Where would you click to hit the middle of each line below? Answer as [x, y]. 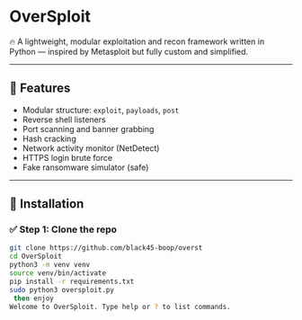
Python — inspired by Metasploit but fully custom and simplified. [129, 51]
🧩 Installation [47, 204]
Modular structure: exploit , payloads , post [101, 110]
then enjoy [33, 298]
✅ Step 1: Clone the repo [63, 229]
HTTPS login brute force [67, 157]
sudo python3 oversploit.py [62, 289]
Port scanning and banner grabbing [88, 129]
